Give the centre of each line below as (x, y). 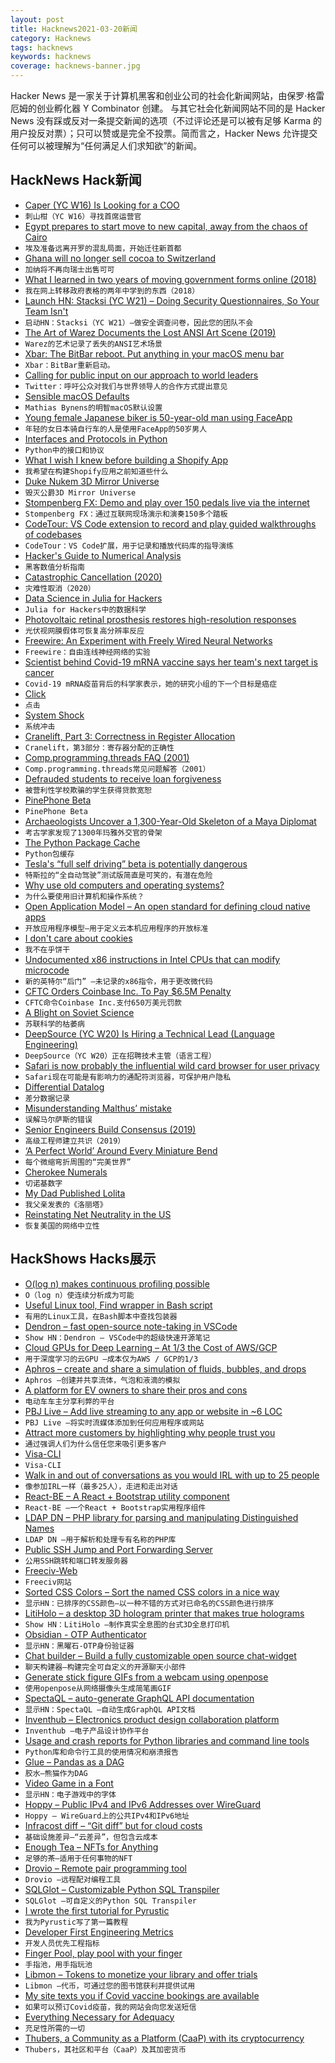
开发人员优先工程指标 (62, 1943)
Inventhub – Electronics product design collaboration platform (152, 1719)
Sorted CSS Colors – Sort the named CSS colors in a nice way (152, 1592)
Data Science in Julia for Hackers (93, 598)
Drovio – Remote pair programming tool (105, 1868)
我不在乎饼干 (47, 949)
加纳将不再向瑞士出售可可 (69, 269)
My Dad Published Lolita (75, 1193)
